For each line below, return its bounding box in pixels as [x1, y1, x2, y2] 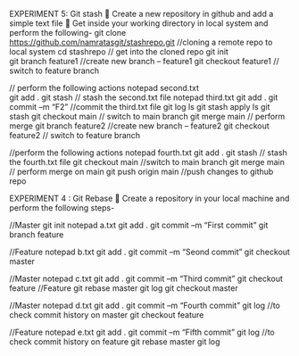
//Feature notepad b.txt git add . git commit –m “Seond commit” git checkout [9, 246, 290, 257]
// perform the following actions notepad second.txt [9, 83, 199, 93]
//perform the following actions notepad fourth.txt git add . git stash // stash [9, 147, 287, 158]
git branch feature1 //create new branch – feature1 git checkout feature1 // [9, 56, 279, 66]
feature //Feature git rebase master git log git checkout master [9, 283, 238, 294]
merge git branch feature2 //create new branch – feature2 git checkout [9, 120, 270, 131]
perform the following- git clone [9, 28, 127, 37]
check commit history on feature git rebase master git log [9, 336, 220, 347]
